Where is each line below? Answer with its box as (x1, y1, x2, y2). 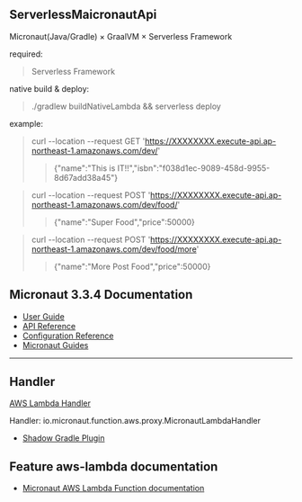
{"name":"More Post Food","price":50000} (53, 261, 211, 272)
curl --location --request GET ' (31, 135, 146, 147)
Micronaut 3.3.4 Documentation (9, 287, 193, 302)
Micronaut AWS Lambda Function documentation (22, 483, 205, 494)
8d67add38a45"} (53, 172, 119, 183)
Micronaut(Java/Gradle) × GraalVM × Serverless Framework (9, 31, 233, 41)
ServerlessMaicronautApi (9, 7, 157, 22)
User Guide (22, 310, 65, 322)
